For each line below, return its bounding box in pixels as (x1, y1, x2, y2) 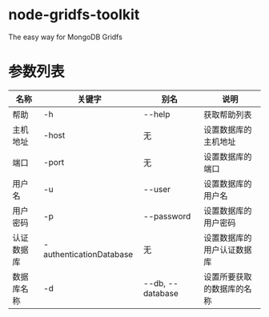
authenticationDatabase (42, 248, 134, 259)
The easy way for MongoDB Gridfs (8, 32, 122, 42)
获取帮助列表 (203, 109, 252, 120)
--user (143, 183, 171, 195)
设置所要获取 (203, 271, 252, 282)
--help (143, 108, 171, 119)
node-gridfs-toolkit (8, 6, 140, 24)
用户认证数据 (203, 244, 252, 255)
